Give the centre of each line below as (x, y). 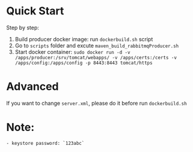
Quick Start (35, 11)
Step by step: (23, 28)
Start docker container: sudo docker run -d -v (72, 51)
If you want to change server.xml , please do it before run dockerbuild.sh (97, 103)
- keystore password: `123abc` (45, 143)
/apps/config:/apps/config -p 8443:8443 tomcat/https (84, 63)
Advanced (32, 86)
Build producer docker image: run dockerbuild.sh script (84, 39)
